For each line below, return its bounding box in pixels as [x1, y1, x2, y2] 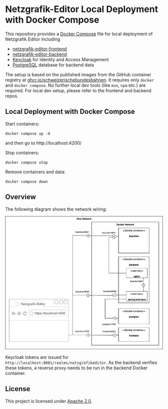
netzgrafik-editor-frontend [12, 46, 67, 52]
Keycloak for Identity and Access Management [12, 56, 109, 62]
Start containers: [5, 120, 40, 126]
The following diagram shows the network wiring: [5, 206, 107, 212]
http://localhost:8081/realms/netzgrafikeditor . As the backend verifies [5, 359, 157, 365]
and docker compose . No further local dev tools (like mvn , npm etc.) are [5, 82, 146, 88]
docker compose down [5, 179, 48, 184]
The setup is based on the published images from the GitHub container [5, 71, 151, 77]
